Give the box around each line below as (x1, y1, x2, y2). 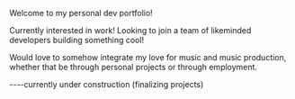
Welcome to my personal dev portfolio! (9, 8, 153, 18)
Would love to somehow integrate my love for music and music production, (9, 52, 287, 62)
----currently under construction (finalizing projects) (9, 79, 204, 89)
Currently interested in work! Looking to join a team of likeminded (9, 25, 252, 35)
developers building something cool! (9, 35, 145, 45)
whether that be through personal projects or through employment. (9, 62, 258, 72)
